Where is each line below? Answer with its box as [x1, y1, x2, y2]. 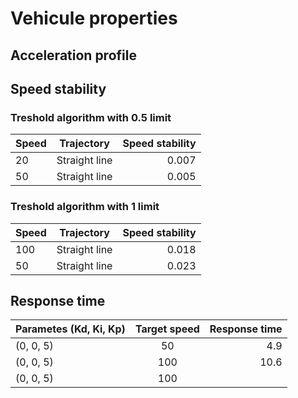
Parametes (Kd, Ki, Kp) [15, 322, 126, 336]
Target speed [134, 322, 200, 336]
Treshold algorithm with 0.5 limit [10, 110, 172, 124]
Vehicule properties [10, 7, 178, 30]
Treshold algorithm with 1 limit [10, 200, 160, 214]
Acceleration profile [10, 47, 137, 64]
